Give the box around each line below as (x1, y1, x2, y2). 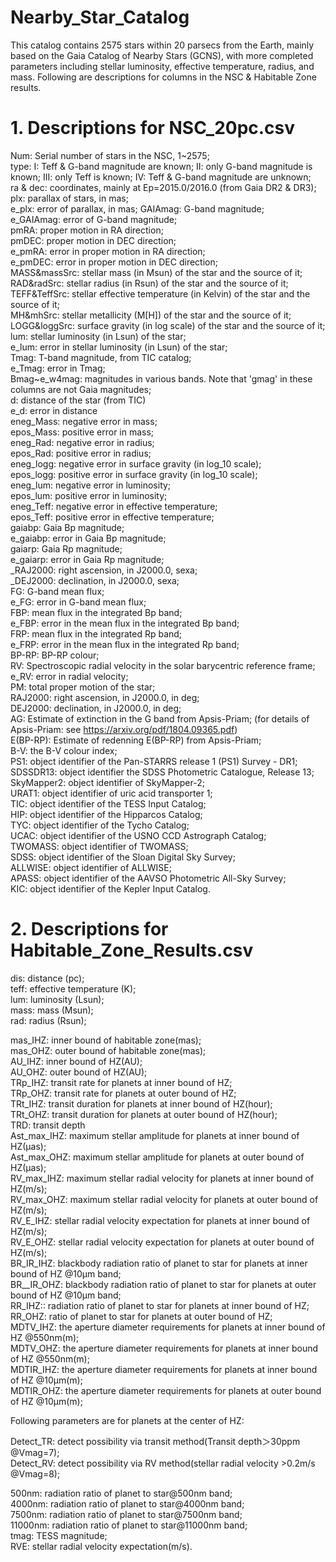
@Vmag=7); (10, 1446, 60, 1458)
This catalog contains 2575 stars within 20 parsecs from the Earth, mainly (10, 39, 315, 51)
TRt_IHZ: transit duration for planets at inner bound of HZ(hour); (10, 1097, 273, 1110)
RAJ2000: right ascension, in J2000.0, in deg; (10, 691, 200, 703)
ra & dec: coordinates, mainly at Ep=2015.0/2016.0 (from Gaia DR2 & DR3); (10, 181, 317, 193)
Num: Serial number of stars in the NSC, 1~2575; (10, 149, 210, 161)
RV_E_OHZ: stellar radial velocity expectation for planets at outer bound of (10, 1236, 315, 1248)
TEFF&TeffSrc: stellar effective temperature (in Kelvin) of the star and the (10, 287, 311, 300)
